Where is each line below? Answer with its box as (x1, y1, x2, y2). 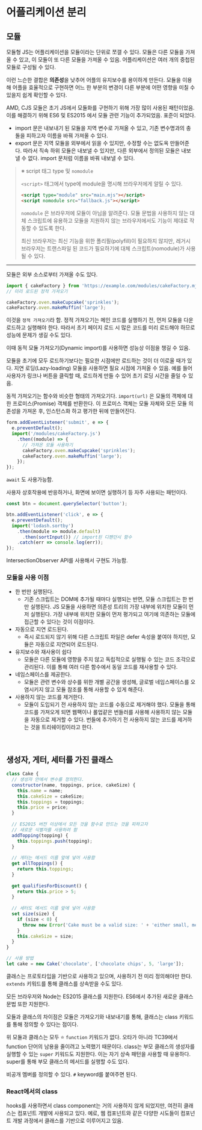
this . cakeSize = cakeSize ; (17, 793, 85, 799)
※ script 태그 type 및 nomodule (20, 167, 94, 175)
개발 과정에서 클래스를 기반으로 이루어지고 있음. (12, 1117, 124, 1125)
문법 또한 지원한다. (6, 1000, 50, 1007)
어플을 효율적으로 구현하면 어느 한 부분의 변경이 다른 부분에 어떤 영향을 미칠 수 (12, 84, 195, 91)
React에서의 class (6, 1087, 58, 1096)
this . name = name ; (17, 787, 63, 793)
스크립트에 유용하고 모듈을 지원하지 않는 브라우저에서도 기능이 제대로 (27, 217, 188, 224)
